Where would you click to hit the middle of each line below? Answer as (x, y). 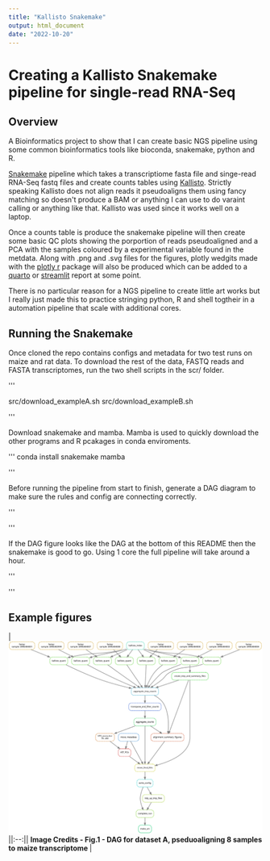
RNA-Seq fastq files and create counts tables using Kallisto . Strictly (120, 182)
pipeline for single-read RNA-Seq (122, 92)
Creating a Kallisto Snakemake (113, 75)
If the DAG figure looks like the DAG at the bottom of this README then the (132, 544)
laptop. (20, 217)
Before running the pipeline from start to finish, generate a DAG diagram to (132, 488)
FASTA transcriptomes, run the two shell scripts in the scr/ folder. (116, 370)
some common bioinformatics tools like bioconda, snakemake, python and (132, 150)
